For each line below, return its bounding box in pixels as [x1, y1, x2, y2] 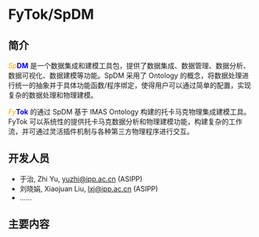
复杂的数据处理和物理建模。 [8, 90, 98, 100]
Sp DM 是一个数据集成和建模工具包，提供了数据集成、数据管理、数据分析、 [8, 61, 250, 70]
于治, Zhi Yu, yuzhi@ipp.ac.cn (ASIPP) [19, 174, 143, 184]
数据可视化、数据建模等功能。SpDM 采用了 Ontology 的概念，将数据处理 [8, 71, 243, 80]
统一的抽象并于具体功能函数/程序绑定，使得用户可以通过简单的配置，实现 [14, 81, 252, 89]
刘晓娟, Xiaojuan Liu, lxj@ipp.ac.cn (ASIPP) [19, 184, 159, 193]
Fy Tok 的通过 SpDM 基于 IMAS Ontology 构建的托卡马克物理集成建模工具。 [8, 108, 251, 116]
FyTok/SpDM [8, 5, 94, 24]
